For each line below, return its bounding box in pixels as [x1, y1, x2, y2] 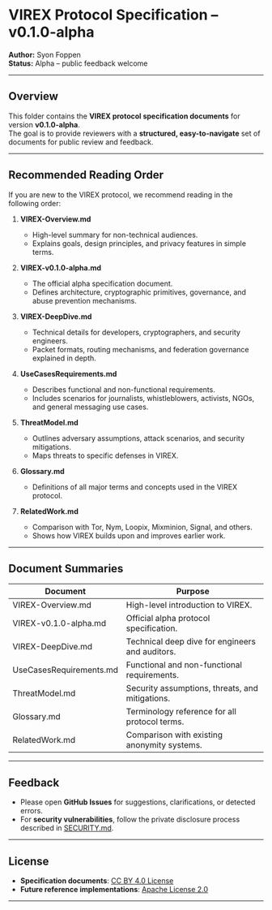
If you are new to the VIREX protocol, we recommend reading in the [8, 189, 233, 200]
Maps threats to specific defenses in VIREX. [32, 451, 179, 460]
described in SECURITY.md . [19, 823, 114, 833]
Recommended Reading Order [8, 168, 164, 182]
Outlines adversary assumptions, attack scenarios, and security [32, 433, 245, 443]
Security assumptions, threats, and [125, 683, 259, 694]
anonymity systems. [125, 740, 202, 751]
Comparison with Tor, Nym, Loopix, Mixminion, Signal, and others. [32, 522, 253, 532]
